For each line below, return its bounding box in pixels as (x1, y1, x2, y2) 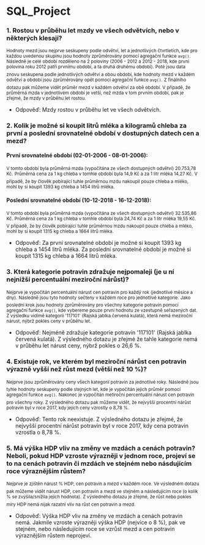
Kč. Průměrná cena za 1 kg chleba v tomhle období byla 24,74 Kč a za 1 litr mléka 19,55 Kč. (6, 215, 196, 222)
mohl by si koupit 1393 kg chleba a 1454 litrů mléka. (6, 184, 115, 190)
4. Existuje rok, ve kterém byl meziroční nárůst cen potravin (6, 357, 187, 366)
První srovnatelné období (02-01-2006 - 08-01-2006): (6, 152, 148, 159)
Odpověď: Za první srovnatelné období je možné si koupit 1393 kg (15, 239, 182, 247)
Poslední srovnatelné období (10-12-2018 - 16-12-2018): (6, 196, 152, 204)
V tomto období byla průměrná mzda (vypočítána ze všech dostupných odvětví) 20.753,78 (6, 165, 196, 171)
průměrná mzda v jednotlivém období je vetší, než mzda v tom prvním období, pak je (6, 90, 184, 96)
